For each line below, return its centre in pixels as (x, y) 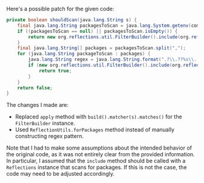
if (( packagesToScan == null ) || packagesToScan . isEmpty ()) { (97, 31)
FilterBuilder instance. (45, 123)
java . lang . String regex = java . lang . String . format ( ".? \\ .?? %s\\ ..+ (115, 60)
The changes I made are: (37, 105)
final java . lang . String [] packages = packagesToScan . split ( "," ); (102, 48)
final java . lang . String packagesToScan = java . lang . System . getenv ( (104, 26)
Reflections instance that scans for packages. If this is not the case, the (97, 167)
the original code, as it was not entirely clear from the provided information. (101, 154)
